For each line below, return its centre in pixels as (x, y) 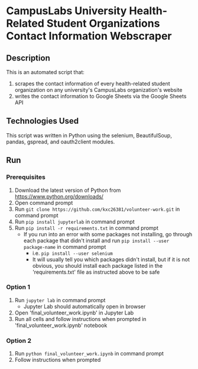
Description (28, 58)
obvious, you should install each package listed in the (98, 265)
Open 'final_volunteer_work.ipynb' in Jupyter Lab (74, 313)
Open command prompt (44, 203)
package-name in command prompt (65, 246)
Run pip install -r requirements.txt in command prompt (86, 228)
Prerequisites (26, 177)
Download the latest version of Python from (68, 190)
